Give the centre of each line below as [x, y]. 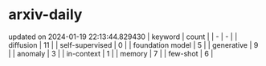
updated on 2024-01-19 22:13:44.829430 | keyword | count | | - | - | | [123, 37]
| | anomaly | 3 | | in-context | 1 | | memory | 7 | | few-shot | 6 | [111, 53]
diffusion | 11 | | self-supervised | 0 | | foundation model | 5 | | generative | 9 [133, 45]
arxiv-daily [45, 15]
